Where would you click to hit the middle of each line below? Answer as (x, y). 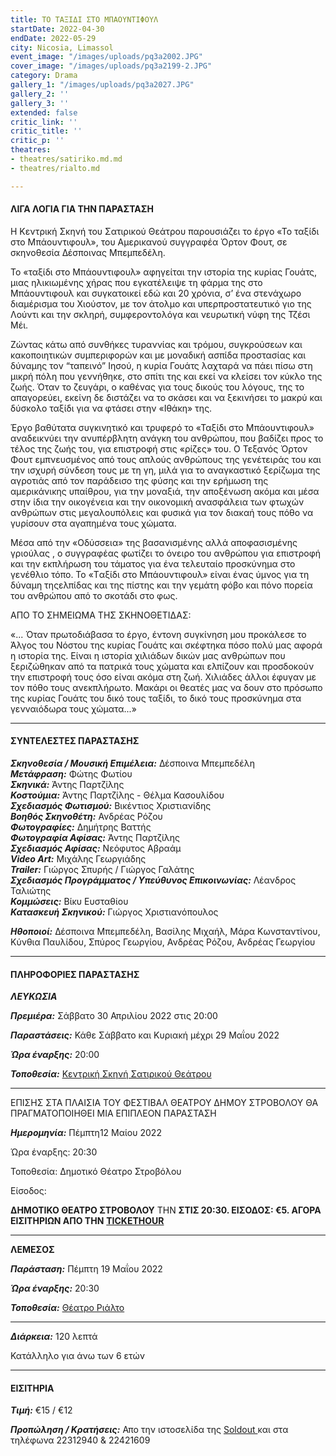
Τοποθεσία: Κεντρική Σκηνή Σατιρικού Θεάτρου (111, 1074)
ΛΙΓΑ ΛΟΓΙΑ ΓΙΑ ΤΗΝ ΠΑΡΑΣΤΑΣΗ (82, 209)
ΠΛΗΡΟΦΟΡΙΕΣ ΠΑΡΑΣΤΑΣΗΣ (75, 974)
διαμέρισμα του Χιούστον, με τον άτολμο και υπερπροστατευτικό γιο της (161, 303)
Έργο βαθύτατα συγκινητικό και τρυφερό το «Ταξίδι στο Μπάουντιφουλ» (162, 427)
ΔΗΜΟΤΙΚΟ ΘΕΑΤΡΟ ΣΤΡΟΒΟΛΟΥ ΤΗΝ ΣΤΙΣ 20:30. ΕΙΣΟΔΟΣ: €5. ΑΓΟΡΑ (166, 1210)
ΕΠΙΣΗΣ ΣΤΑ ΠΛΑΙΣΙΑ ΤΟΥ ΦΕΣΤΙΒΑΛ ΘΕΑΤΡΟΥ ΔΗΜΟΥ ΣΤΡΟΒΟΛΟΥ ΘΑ (164, 1103)
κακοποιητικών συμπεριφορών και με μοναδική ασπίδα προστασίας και (158, 355)
